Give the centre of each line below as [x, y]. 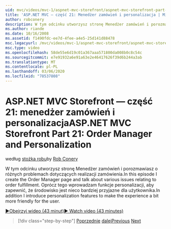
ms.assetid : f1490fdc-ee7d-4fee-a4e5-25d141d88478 [60, 39]
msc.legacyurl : [21, 43]
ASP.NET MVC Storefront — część [79, 102]
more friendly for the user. [33, 201]
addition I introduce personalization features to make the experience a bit [82, 195]
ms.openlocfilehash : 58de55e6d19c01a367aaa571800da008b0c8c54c [74, 52]
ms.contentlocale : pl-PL [32, 67]
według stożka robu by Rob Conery [41, 159]
